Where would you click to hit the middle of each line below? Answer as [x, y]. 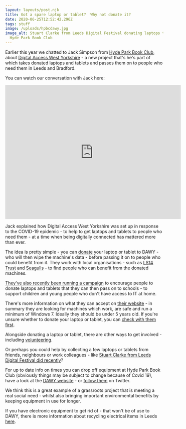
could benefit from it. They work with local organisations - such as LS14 [79, 262]
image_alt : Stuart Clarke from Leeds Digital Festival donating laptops [83, 33]
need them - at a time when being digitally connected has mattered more [80, 237]
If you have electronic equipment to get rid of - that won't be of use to [77, 410]
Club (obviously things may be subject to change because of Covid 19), [79, 375]
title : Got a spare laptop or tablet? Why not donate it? [68, 15]
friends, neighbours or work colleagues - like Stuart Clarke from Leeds [78, 355]
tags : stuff [18, 24]
